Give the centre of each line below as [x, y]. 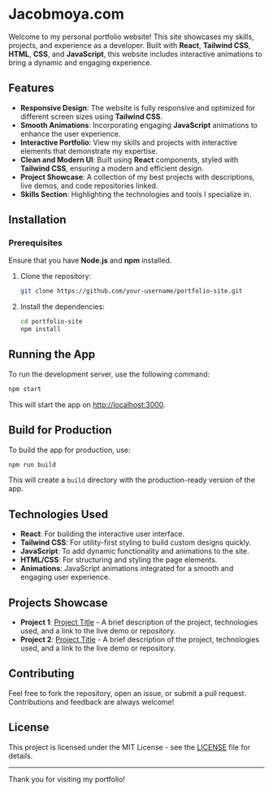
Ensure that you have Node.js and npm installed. [90, 260]
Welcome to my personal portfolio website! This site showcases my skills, [131, 37]
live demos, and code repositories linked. [89, 185]
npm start [25, 389]
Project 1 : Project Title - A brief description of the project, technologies [139, 622]
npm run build [32, 464]
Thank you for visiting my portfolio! [67, 779]
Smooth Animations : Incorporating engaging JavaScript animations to [139, 125]
